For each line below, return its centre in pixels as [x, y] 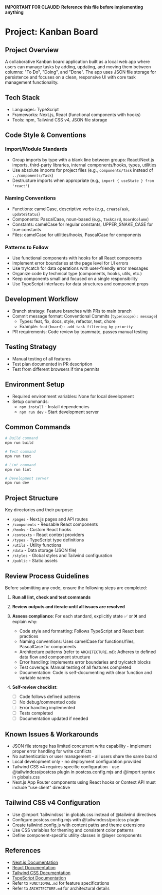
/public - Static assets [35, 561]
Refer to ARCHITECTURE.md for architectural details [61, 888]
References [23, 851]
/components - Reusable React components [55, 524]
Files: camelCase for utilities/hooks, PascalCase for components [77, 235]
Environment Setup [35, 385]
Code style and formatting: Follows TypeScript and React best [81, 631]
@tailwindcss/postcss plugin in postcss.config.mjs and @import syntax [83, 772]
